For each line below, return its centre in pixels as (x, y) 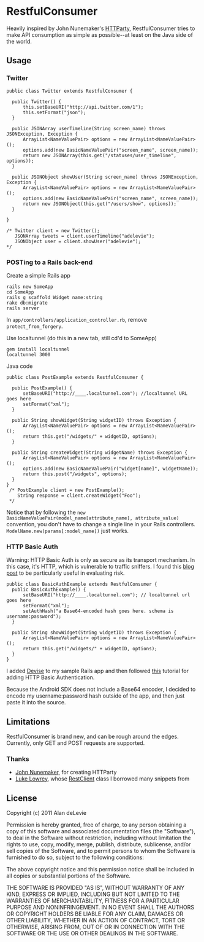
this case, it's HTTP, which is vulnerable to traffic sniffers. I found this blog (100, 567)
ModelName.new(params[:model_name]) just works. (68, 531)
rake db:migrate (27, 303)
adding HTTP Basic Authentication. (51, 677)
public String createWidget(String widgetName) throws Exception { (100, 453)
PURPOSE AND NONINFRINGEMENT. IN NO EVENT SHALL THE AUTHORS (100, 908)
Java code (20, 366)
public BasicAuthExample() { (49, 590)
